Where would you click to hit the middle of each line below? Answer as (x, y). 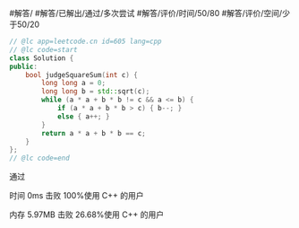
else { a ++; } (83, 116)
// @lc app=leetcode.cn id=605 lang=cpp (86, 41)
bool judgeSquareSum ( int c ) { (82, 75)
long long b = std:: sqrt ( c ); (96, 92)
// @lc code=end (39, 158)
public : (24, 66)
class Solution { (42, 58)
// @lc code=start (43, 49)
